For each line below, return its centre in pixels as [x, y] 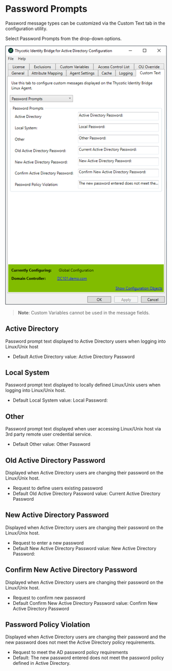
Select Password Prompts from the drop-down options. [63, 38]
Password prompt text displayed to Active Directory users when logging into [86, 341]
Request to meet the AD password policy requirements [70, 653]
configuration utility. [26, 28]
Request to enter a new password [48, 543]
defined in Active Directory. [41, 663]
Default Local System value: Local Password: [60, 400]
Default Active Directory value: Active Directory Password [73, 357]
